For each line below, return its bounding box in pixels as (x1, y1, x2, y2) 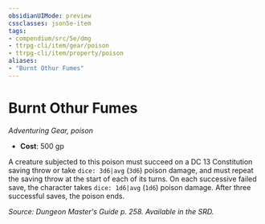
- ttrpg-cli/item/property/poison (8, 49, 124, 57)
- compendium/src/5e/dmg (8, 34, 92, 43)
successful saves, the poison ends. (8, 191, 125, 201)
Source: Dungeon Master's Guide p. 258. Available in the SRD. (8, 206, 214, 216)
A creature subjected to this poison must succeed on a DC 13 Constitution (8, 156, 253, 166)
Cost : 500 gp (19, 141, 64, 151)
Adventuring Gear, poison (8, 126, 94, 135)
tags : (8, 27, 26, 35)
